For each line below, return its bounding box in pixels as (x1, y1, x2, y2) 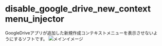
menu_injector (5, 13, 65, 24)
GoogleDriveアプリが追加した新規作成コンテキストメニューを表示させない (5, 30, 154, 35)
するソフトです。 (14, 36, 48, 42)
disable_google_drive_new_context (5, 3, 151, 14)
